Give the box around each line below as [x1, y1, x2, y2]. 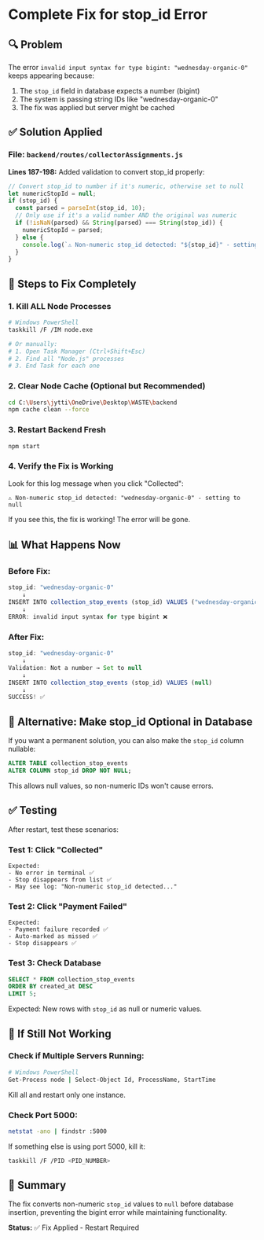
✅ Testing [8, 804, 57, 817]
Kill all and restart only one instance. [8, 1090, 126, 1099]
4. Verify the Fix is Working [8, 461, 114, 472]
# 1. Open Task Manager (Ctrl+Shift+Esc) [8, 348, 146, 355]
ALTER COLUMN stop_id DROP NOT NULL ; [8, 767, 132, 775]
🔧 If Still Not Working [8, 1027, 112, 1040]
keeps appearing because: [8, 71, 94, 80]
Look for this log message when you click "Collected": [8, 478, 184, 488]
